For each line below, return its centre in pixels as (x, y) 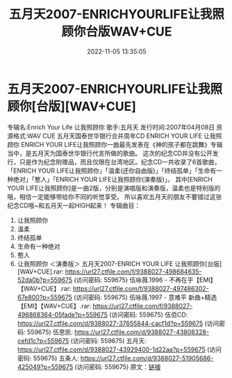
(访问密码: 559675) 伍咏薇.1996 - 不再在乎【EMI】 (145, 280)
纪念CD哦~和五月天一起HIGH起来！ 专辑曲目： (74, 205)
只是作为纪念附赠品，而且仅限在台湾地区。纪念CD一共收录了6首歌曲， (120, 162)
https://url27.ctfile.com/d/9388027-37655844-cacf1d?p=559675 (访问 (118, 323)
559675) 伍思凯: (50, 332)
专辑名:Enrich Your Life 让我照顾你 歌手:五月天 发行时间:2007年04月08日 (111, 127)
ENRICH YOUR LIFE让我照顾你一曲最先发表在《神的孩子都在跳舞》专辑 (122, 144)
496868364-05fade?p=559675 (62, 315)
